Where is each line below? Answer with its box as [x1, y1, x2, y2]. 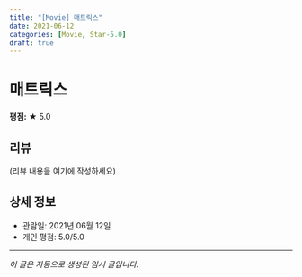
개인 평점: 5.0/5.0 [22, 231, 85, 242]
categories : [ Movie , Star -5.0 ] [9, 30, 127, 39]
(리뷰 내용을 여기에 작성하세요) [9, 165, 117, 176]
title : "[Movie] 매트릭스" [9, 13, 103, 22]
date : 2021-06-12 [9, 22, 75, 31]
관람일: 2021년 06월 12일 [22, 219, 111, 230]
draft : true [9, 38, 54, 48]
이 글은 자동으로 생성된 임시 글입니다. [9, 258, 139, 270]
